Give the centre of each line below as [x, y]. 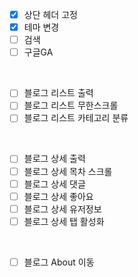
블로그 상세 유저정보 [62, 209]
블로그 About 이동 [59, 262]
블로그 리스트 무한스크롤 [71, 105]
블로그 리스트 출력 [58, 93]
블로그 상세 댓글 [54, 184]
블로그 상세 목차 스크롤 [68, 171]
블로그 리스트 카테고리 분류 [76, 118]
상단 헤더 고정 [50, 14]
